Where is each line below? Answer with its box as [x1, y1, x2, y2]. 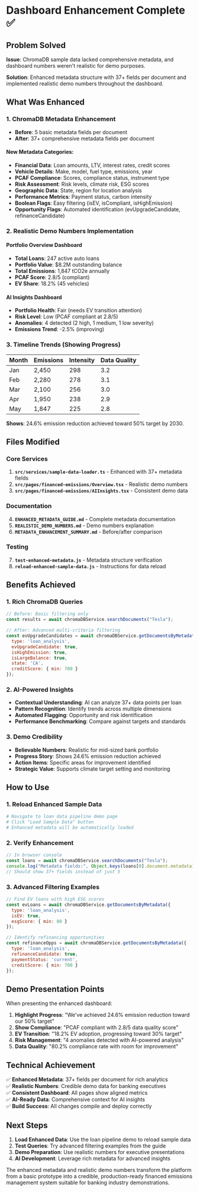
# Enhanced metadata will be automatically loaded [6, 825, 134, 831]
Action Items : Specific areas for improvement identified [14, 759, 151, 766]
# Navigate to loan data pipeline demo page [6, 814, 118, 820]
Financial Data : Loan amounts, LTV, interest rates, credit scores [14, 161, 170, 169]
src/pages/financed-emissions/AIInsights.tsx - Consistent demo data [14, 487, 188, 494]
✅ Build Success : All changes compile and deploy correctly [6, 1102, 152, 1110]
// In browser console [6, 852, 62, 858]
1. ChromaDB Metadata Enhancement [6, 115, 116, 123]
